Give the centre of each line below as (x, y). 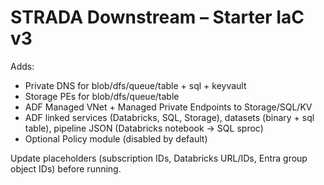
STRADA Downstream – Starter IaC (157, 17)
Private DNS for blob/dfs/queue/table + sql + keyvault (135, 85)
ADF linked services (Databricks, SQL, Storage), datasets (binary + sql (169, 117)
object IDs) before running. (66, 168)
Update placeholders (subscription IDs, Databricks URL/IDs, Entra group (159, 158)
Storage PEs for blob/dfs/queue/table (102, 96)
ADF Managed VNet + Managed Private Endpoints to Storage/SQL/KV (168, 107)
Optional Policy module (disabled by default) (116, 138)
